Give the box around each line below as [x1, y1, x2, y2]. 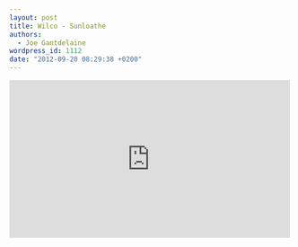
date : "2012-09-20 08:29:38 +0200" [9, 55, 143, 64]
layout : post [9, 13, 58, 22]
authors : [9, 30, 42, 39]
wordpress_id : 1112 [9, 47, 83, 56]
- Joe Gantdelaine [17, 38, 87, 48]
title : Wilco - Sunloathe [9, 22, 106, 31]
